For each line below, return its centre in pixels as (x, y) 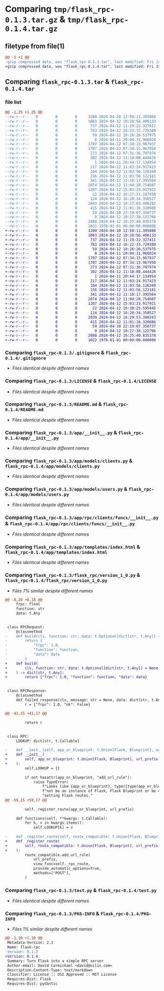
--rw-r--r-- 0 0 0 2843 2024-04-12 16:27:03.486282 (81, 203)
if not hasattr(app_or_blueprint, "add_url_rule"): (78, 777)
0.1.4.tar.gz (31, 29)
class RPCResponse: (27, 691)
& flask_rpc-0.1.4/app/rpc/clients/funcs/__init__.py (70, 523)
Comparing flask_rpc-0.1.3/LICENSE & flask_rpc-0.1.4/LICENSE (81, 381)
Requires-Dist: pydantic (32, 984)
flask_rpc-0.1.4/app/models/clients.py (52, 466)
